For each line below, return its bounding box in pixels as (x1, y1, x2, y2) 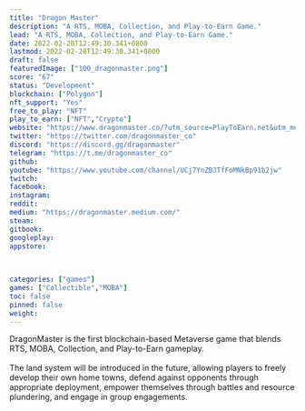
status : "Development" (9, 81, 95, 90)
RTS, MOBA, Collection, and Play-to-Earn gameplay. (9, 343, 204, 355)
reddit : (9, 199, 39, 209)
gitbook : (9, 225, 43, 234)
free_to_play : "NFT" (9, 106, 88, 115)
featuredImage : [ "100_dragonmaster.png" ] (9, 65, 169, 74)
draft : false (9, 55, 59, 65)
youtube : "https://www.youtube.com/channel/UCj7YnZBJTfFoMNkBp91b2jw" (9, 165, 282, 175)
